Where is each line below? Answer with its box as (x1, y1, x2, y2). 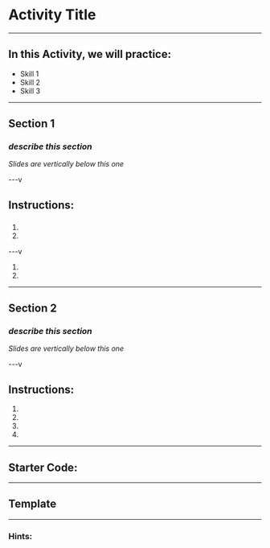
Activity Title (8, 6, 96, 24)
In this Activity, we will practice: (8, 47, 171, 61)
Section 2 (8, 302, 58, 315)
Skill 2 (19, 77, 41, 87)
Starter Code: (8, 460, 78, 474)
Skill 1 (19, 68, 39, 78)
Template (8, 497, 57, 511)
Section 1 (8, 117, 55, 130)
